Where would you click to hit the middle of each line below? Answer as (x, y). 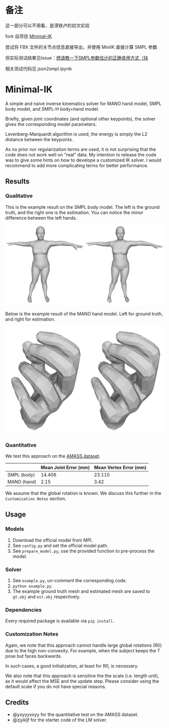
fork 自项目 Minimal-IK (29, 36)
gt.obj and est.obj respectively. (47, 596)
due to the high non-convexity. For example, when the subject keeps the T (83, 650)
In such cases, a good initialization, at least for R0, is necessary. (72, 666)
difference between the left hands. (41, 218)
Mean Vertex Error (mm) (120, 467)
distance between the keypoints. (39, 139)
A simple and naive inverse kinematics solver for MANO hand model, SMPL (83, 103)
